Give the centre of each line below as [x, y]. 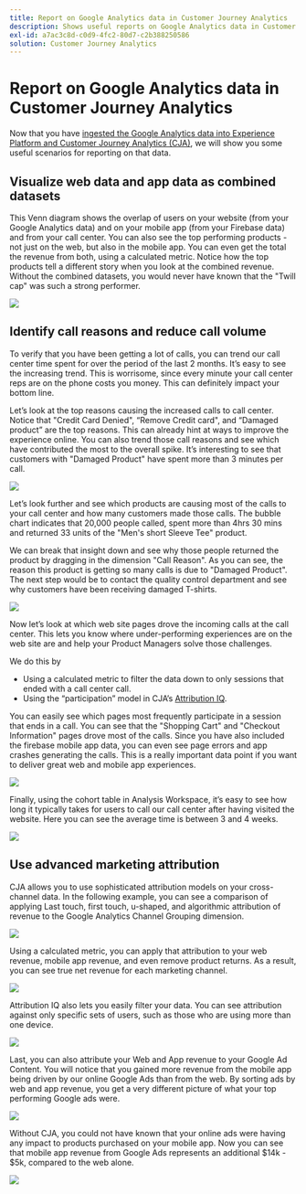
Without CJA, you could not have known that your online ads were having [148, 1133]
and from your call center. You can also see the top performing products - [148, 237]
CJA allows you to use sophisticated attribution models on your [128, 887]
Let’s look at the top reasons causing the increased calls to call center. [142, 410]
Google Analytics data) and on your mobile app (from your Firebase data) [148, 228]
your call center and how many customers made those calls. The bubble [145, 513]
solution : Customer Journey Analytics [83, 43]
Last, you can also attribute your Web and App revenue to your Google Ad [148, 1059]
